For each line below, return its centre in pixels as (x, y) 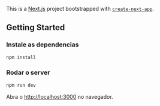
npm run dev (21, 85)
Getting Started (36, 27)
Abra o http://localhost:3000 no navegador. (60, 96)
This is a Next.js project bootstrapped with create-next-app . (80, 9)
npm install (21, 57)
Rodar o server (28, 73)
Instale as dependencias (43, 45)
